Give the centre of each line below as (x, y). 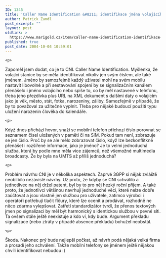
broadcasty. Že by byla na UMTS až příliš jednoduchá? (61, 156)
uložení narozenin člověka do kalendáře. (46, 111)
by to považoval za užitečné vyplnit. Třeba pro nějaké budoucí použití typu (81, 106)
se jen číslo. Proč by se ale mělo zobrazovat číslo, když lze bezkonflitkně (79, 140)
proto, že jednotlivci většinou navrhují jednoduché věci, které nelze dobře (80, 190)
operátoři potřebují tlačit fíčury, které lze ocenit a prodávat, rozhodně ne (78, 201)
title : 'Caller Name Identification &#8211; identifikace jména (73, 14)
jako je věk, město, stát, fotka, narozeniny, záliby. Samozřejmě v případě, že (82, 101)
